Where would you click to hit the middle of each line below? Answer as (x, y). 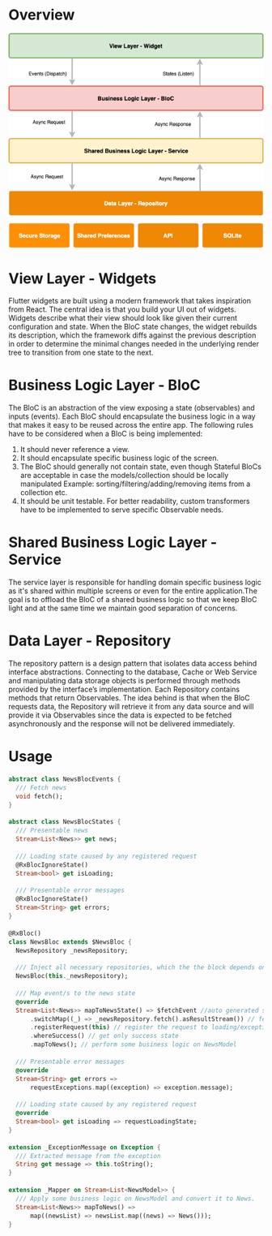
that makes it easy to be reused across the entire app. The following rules (131, 425)
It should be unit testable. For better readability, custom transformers (135, 502)
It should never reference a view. (74, 450)
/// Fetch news (41, 788)
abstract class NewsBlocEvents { (65, 779)
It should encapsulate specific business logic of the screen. (119, 458)
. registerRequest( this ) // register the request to (119, 1027)
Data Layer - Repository (90, 641)
